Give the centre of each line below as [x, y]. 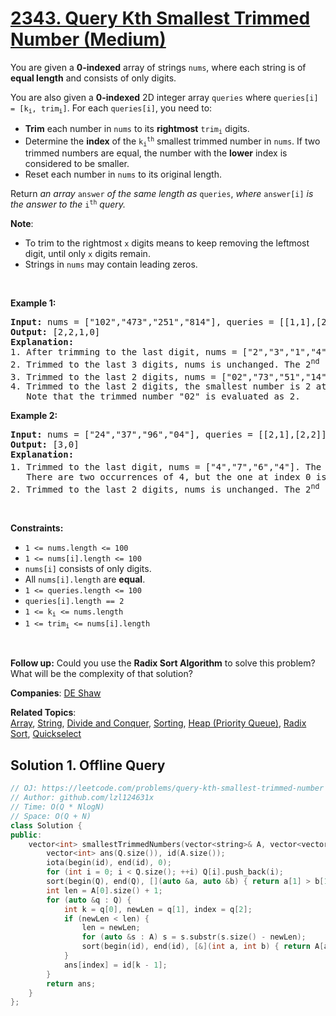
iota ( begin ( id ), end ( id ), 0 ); [109, 863]
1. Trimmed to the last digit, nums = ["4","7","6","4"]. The [166, 467]
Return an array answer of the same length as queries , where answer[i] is [162, 194]
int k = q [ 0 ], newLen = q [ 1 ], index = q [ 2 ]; [158, 909]
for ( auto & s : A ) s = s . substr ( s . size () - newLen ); [194, 937]
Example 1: [33, 303]
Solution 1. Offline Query [88, 765]
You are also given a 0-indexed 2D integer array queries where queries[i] [164, 97]
